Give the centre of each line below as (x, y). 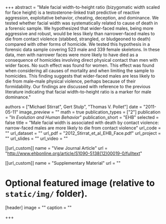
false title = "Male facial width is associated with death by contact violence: (82, 122)
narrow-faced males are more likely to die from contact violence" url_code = (83, 128)
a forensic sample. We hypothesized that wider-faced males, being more (79, 28)
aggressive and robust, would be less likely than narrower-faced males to (80, 34)
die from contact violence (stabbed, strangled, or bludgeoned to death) (78, 39)
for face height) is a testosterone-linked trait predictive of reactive (72, 12)
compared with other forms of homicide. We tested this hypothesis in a (78, 44)
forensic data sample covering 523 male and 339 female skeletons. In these (83, 50)
